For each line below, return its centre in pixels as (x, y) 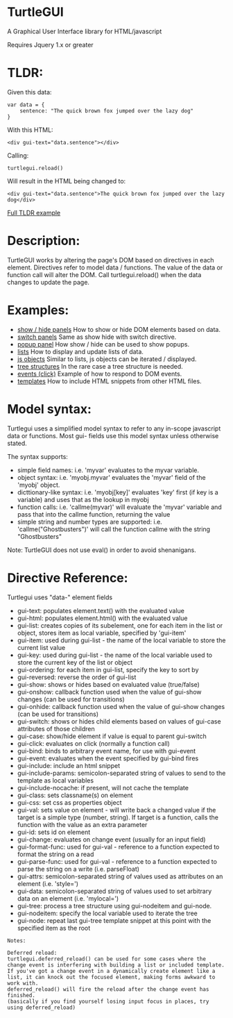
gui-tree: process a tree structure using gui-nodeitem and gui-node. (114, 906)
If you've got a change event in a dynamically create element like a (111, 971)
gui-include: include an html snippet (68, 765)
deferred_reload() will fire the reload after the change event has (108, 989)
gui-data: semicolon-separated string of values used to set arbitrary (114, 891)
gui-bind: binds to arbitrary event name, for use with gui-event (106, 751)
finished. (21, 995)
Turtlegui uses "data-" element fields (60, 597)
